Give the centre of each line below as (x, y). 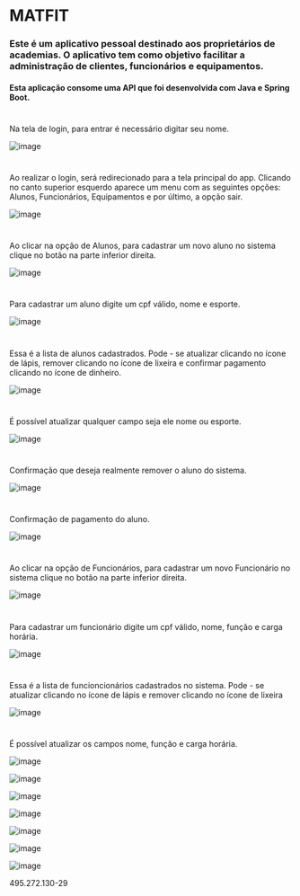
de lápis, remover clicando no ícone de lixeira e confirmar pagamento (138, 363)
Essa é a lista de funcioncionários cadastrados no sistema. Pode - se (137, 685)
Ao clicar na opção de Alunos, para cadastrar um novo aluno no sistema (143, 246)
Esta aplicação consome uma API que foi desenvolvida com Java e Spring (150, 87)
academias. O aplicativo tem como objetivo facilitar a (127, 55)
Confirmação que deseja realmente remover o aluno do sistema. (128, 470)
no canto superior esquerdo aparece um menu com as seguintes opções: (145, 187)
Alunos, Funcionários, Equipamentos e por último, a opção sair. (126, 197)
